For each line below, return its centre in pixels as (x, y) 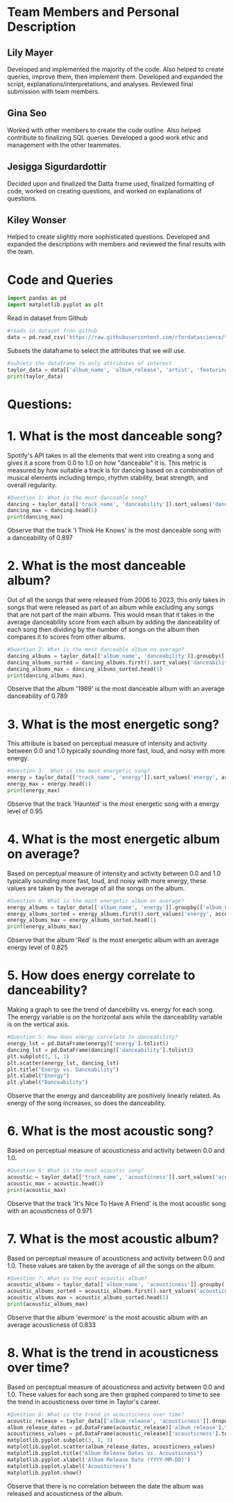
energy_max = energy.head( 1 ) (49, 784)
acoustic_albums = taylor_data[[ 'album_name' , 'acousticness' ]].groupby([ (118, 1285)
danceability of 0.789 (37, 696)
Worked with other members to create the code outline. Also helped (104, 130)
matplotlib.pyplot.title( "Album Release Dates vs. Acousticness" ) (105, 1454)
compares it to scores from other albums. (66, 637)
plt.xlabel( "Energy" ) (38, 1076)
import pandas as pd (37, 299)
